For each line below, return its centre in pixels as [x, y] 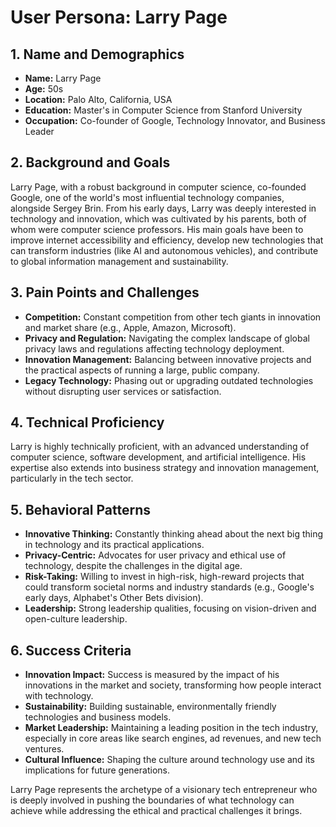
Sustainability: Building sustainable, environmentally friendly [150, 707]
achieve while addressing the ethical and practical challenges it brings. [156, 811]
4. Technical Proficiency [87, 422]
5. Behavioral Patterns [81, 509]
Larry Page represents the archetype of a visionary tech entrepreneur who [164, 790]
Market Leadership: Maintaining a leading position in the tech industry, [171, 728]
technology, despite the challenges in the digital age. [133, 566]
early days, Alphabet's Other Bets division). [114, 598]
